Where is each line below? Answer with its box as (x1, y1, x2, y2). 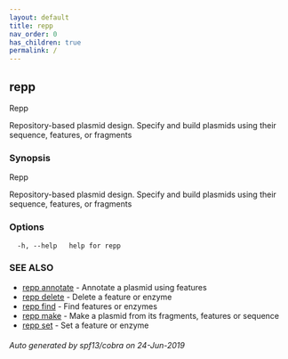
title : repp (9, 21, 53, 30)
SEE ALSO (9, 262, 54, 274)
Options (9, 221, 44, 233)
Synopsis (9, 151, 51, 164)
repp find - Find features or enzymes (21, 300, 158, 312)
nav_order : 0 (9, 29, 58, 38)
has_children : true (9, 37, 82, 47)
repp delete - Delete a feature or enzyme (21, 291, 172, 302)
